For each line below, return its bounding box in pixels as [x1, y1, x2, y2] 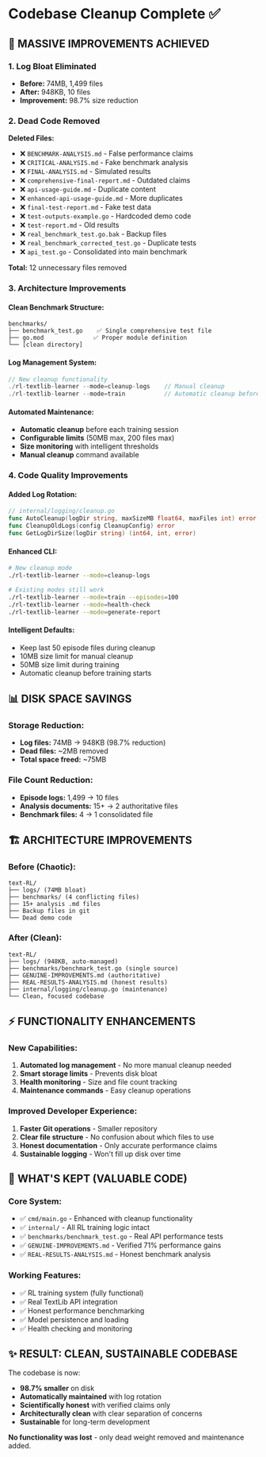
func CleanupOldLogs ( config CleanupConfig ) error [8, 522, 176, 530]
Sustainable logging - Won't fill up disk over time [19, 1149, 181, 1158]
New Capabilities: [8, 1042, 78, 1053]
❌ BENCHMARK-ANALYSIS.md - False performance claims [19, 148, 194, 159]
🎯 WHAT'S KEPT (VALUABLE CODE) [8, 1172, 188, 1185]
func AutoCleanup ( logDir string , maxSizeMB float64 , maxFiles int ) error [8, 515, 257, 522]
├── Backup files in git [8, 907, 90, 915]
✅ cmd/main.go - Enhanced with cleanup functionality [19, 1214, 193, 1224]
